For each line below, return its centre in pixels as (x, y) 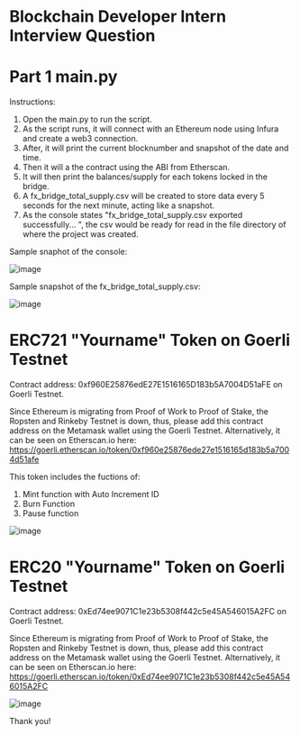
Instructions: (32, 102)
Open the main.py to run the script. (87, 120)
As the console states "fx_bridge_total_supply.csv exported (132, 215)
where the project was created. (80, 234)
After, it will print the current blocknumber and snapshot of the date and (155, 148)
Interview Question (82, 36)
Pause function (50, 513)
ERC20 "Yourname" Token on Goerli (147, 567)
